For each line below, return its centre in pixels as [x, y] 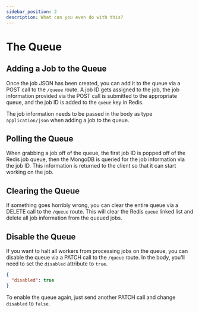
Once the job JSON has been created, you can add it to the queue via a [93, 83]
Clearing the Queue [43, 191]
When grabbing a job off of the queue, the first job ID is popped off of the [96, 153]
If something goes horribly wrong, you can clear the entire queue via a [92, 205]
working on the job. [30, 172]
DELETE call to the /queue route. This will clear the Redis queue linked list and [100, 212]
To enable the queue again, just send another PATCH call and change [91, 297]
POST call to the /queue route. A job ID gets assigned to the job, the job [93, 89]
